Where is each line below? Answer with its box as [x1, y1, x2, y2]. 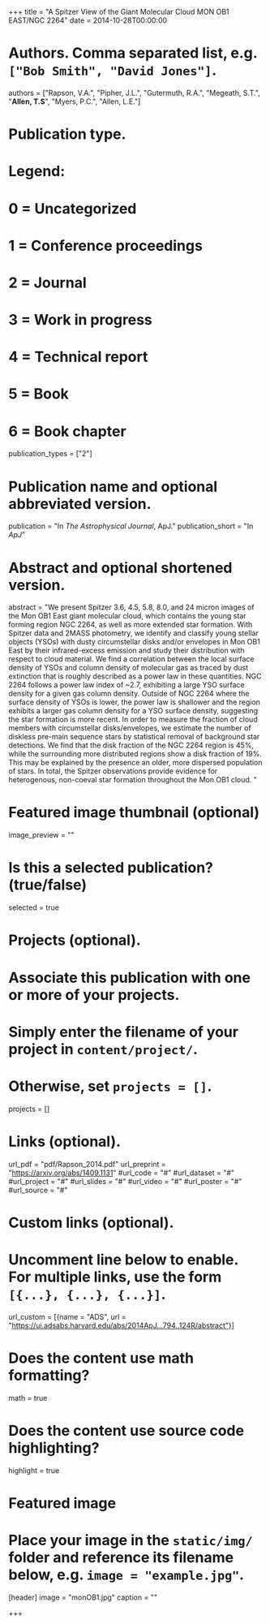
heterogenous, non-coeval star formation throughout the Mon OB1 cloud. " [8, 775, 258, 785]
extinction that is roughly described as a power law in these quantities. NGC [8, 671, 262, 681]
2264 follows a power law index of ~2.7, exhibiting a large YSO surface [8, 680, 245, 690]
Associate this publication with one [8, 968, 251, 987]
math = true [8, 1393, 48, 1402]
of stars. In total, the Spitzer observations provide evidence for [8, 766, 218, 776]
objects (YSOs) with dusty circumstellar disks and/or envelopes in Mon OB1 [8, 637, 261, 647]
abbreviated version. [8, 494, 152, 513]
